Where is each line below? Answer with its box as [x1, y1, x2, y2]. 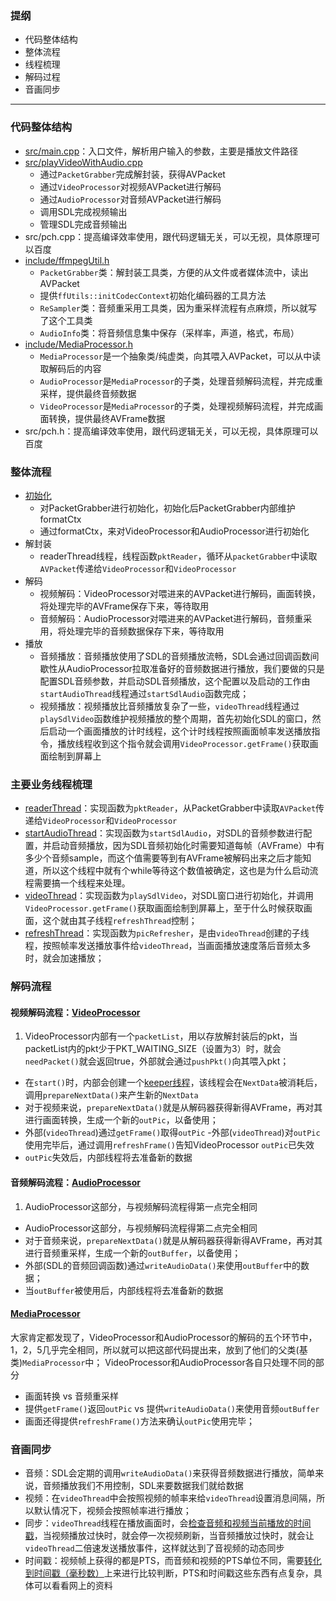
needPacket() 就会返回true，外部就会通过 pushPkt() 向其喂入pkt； [24, 1055, 290, 1067]
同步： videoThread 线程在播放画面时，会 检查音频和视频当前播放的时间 [24, 1517, 312, 1529]
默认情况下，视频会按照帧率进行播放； [33, 1505, 192, 1517]
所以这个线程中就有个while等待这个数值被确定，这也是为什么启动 [42, 865, 310, 877]
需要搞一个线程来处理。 [33, 877, 131, 889]
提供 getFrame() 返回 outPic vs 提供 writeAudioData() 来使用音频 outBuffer [24, 1402, 320, 1414]
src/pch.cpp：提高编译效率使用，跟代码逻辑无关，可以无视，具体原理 [24, 230, 312, 242]
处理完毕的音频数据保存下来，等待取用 [66, 625, 225, 637]
